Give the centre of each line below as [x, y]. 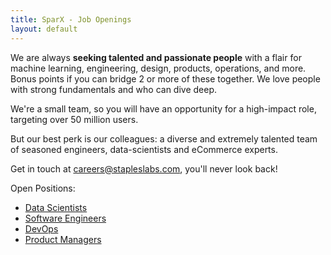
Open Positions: [43, 188]
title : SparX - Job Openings [71, 19]
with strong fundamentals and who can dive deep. [114, 89]
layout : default [44, 29]
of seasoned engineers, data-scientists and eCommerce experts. [144, 149]
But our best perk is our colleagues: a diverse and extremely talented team [164, 138]
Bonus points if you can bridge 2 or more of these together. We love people [165, 78]
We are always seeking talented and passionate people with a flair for [156, 57]
